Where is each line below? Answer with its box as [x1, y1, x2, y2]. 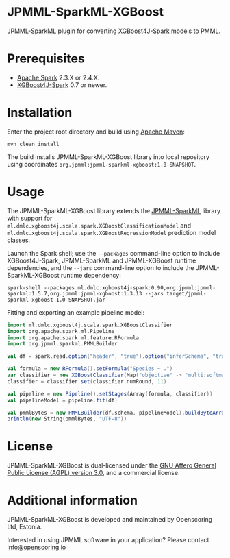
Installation [7, 105, 73, 121]
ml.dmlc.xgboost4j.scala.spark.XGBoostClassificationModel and [7, 221, 192, 230]
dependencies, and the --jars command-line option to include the [7, 263, 194, 271]
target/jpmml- [166, 290, 207, 297]
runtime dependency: [60, 271, 121, 279]
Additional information [7, 493, 138, 508]
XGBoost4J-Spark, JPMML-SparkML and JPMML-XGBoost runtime [7, 256, 196, 265]
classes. [7, 236, 31, 244]
